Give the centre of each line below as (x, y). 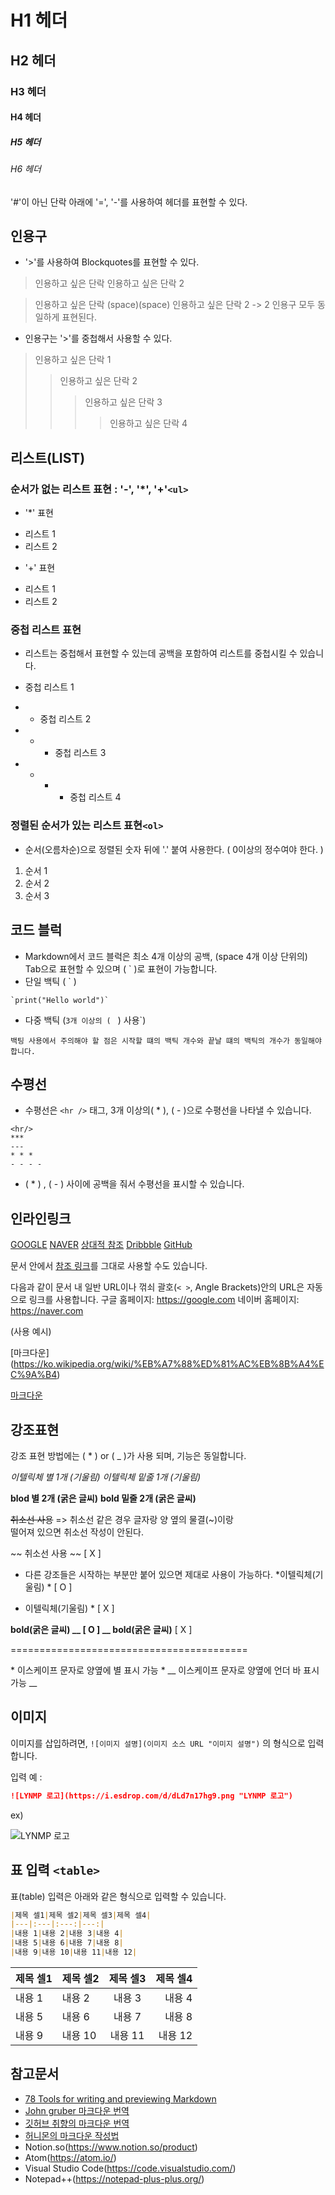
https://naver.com (47, 1311)
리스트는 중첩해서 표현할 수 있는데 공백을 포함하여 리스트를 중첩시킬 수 (161, 653)
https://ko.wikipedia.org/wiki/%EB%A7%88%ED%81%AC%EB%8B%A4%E (169, 1364)
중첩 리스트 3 (80, 753)
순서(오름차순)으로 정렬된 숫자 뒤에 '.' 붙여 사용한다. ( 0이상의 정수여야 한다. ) (174, 849)
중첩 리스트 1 (49, 687)
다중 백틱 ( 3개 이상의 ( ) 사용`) (85, 1020)
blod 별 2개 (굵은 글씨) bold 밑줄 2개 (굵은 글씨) (103, 1498)
